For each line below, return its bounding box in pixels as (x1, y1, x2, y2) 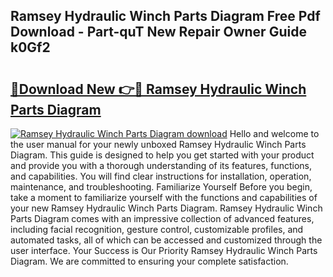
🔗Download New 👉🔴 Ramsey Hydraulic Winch (10, 80, 307, 98)
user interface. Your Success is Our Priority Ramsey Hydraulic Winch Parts (10, 245, 318, 256)
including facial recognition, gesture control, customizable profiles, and (10, 224, 304, 235)
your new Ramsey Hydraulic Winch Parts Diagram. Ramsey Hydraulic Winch (10, 202, 323, 214)
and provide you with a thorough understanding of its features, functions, (10, 160, 313, 171)
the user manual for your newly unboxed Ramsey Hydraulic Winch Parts (10, 139, 307, 150)
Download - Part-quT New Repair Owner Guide (10, 24, 307, 41)
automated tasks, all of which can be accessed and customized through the (10, 234, 323, 246)
